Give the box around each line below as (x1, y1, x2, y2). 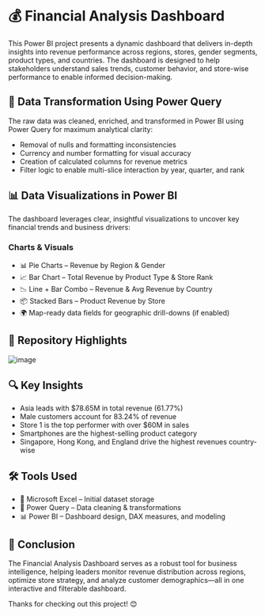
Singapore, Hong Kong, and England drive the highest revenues (19, 437, 228, 447)
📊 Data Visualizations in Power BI (8, 189, 178, 202)
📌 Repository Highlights (8, 334, 127, 347)
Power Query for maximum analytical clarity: (8, 124, 153, 134)
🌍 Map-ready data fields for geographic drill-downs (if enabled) (19, 308, 230, 317)
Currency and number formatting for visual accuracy (19, 148, 191, 157)
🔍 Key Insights (8, 379, 84, 392)
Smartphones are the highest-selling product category (19, 429, 198, 438)
